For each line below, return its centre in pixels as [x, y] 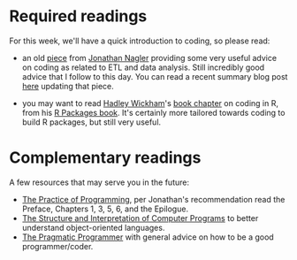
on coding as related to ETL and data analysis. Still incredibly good [143, 67]
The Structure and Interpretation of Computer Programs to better [140, 218]
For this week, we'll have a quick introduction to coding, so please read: [140, 41]
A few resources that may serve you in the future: [99, 182]
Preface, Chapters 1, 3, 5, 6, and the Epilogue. [105, 209]
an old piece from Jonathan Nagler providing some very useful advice [149, 57]
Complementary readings [105, 158]
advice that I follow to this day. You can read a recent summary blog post [155, 76]
